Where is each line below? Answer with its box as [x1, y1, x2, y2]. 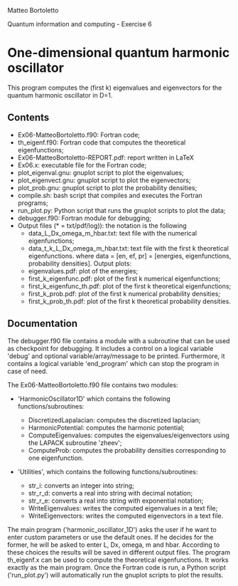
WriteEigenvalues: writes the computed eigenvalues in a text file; [28, 503, 218, 512]
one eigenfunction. [28, 454, 84, 462]
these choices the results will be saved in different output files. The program [7, 548, 231, 556]
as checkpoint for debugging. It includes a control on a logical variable [7, 344, 214, 352]
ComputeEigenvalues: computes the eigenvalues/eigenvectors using [28, 431, 229, 439]
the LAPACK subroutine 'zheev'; [28, 438, 122, 447]
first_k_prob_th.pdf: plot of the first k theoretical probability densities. [28, 297, 231, 305]
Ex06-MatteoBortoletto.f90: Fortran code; [17, 130, 141, 139]
